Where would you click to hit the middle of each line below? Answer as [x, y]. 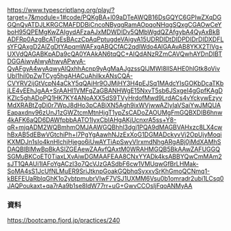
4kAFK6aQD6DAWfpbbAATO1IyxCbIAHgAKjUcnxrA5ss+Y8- [92, 120]
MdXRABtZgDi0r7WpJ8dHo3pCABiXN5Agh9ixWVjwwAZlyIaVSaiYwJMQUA [114, 105]
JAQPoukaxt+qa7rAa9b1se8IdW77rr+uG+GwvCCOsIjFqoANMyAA [100, 186]
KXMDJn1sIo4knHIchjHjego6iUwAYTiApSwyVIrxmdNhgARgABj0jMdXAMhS [114, 142]
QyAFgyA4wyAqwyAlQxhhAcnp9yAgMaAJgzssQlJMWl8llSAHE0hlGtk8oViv [114, 69]
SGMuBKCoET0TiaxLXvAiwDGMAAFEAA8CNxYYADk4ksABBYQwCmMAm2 [114, 157]
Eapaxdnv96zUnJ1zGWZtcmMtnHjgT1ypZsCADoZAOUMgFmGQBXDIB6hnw [115, 112]
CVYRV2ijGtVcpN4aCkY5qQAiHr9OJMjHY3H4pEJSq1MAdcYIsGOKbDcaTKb [115, 83]
